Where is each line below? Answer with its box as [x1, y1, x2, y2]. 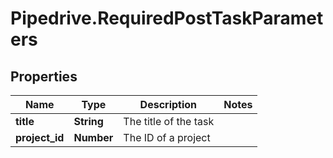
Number [73, 131, 114, 144]
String [73, 115, 104, 128]
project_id [15, 131, 65, 144]
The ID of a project [123, 131, 211, 144]
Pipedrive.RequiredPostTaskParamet [10, 7, 324, 30]
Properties [10, 68, 78, 85]
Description [139, 98, 198, 111]
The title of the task [123, 115, 215, 128]
